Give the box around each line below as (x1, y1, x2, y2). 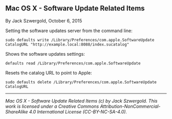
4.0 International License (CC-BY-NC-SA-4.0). (29, 108, 127, 114)
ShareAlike (5, 108, 28, 114)
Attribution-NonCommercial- (100, 103, 161, 109)
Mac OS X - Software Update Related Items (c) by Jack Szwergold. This (5, 98, 158, 104)
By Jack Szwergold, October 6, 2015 (5, 17, 82, 23)
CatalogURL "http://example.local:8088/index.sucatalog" (5, 42, 130, 47)
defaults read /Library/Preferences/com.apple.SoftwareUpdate (5, 61, 141, 66)
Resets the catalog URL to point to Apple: (5, 69, 92, 76)
